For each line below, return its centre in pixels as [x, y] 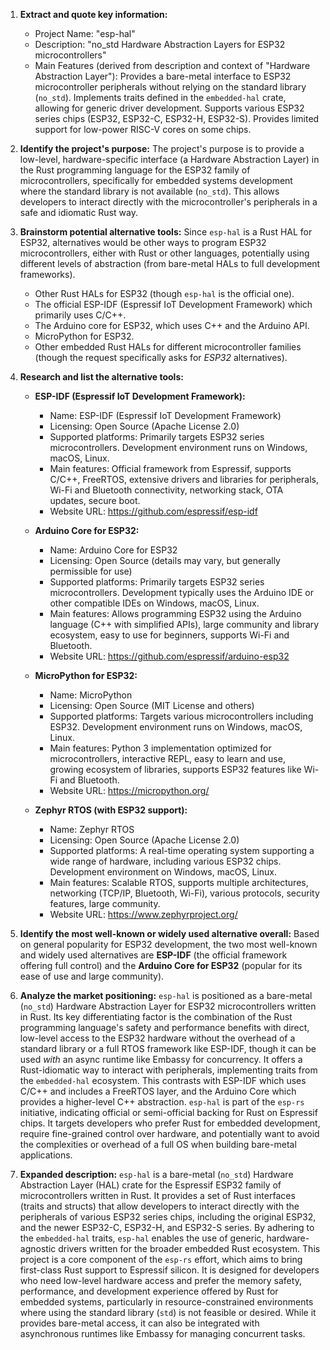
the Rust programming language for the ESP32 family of [135, 170]
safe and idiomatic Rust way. [78, 212]
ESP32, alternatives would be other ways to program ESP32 [143, 242]
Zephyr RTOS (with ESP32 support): [111, 810]
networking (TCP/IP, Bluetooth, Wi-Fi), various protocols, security [184, 893]
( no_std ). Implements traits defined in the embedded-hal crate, [160, 97]
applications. [46, 1155]
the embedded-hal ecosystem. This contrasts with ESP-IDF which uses [163, 1080]
